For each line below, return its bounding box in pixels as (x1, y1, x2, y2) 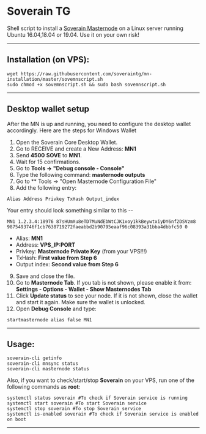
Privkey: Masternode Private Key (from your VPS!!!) (15, 247, 147, 255)
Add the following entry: (15, 184, 77, 191)
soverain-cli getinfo (7, 355, 62, 362)
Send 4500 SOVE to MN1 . (15, 151, 82, 159)
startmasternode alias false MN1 (7, 316, 92, 323)
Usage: (7, 339, 35, 350)
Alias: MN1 (15, 234, 43, 242)
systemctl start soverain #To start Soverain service (7, 400, 147, 406)
